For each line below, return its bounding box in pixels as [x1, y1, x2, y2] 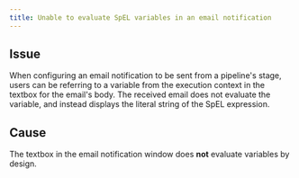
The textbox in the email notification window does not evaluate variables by [9, 149, 290, 160]
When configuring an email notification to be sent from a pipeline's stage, [9, 70, 282, 81]
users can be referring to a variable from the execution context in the [9, 80, 266, 91]
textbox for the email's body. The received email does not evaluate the [9, 89, 271, 100]
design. [9, 158, 38, 169]
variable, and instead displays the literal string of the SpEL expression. [9, 99, 270, 110]
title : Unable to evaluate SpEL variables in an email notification [9, 13, 272, 22]
